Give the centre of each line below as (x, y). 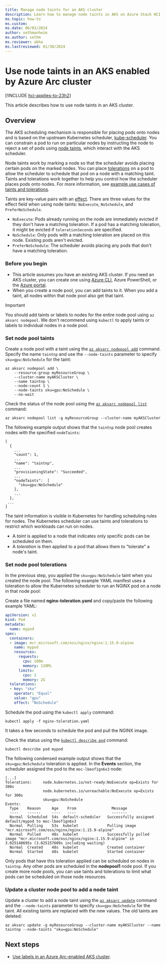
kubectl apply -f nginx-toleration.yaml (48, 721)
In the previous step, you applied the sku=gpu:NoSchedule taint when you (79, 575)
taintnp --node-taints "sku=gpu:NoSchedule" (52, 930)
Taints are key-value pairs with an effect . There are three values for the (78, 199)
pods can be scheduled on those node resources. (56, 877)
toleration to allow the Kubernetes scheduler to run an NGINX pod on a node (83, 586)
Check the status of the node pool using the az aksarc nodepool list (76, 403)
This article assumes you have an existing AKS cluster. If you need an (83, 274)
